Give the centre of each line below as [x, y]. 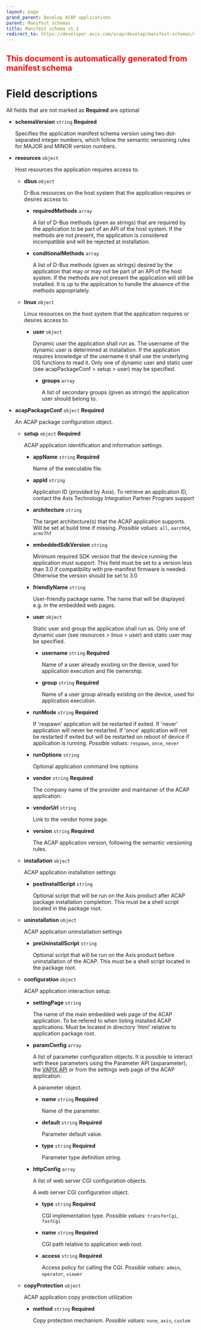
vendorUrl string [54, 808]
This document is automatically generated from [97, 59]
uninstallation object [50, 920]
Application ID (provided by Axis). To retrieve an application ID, [110, 492]
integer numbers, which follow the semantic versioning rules [116, 140]
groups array [58, 381]
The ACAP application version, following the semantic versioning [112, 843]
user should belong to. [69, 399]
